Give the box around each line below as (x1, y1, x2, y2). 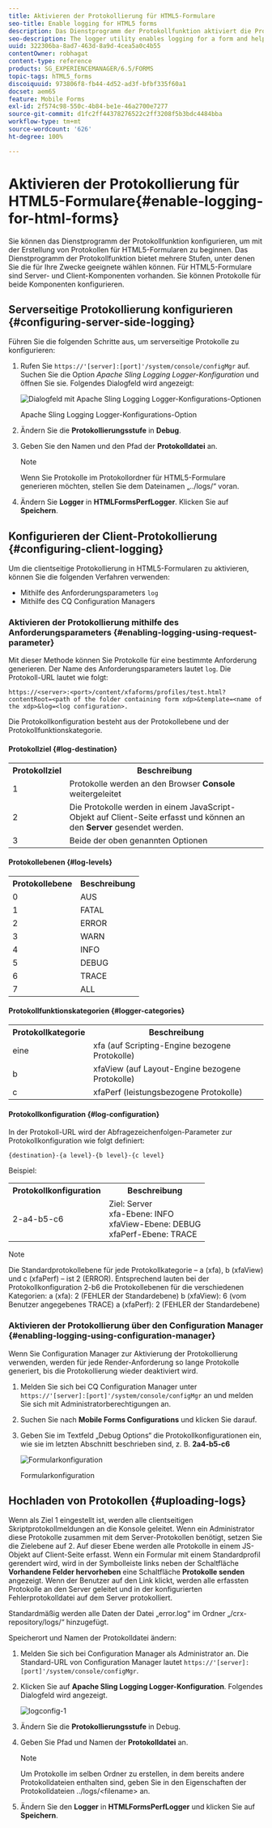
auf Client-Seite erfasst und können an (96, 811, 245, 822)
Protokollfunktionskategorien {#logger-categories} (8, 1006, 185, 1015)
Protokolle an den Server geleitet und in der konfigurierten (8, 1584, 202, 1594)
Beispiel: (8, 1166, 37, 1175)
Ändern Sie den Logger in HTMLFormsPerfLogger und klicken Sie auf (19, 1802, 256, 1812)
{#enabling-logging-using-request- (113, 627, 257, 638)
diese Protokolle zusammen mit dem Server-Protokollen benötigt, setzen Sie (8, 1533, 263, 1542)
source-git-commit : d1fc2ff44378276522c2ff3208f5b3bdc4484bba (8, 110, 223, 119)
